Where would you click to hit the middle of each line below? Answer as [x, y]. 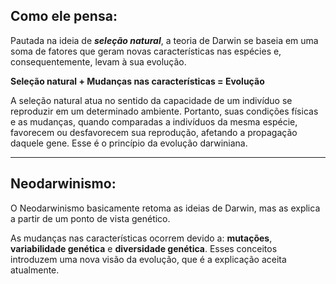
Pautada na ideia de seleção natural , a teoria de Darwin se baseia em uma [164, 40]
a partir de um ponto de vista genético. [90, 218]
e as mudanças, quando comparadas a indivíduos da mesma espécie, [154, 121]
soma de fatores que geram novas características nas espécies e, [146, 51]
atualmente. [35, 270]
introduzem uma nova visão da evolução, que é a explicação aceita [148, 259]
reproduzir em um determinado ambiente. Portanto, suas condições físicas [164, 111]
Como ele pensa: [64, 16]
